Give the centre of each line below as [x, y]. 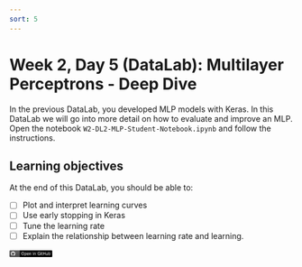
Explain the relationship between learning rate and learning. [133, 235]
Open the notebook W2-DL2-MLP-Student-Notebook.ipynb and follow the [141, 128]
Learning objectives [67, 166]
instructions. [32, 138]
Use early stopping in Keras [74, 216]
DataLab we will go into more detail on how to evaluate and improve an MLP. [151, 118]
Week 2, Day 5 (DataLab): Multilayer [146, 64]
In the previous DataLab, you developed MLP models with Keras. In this [142, 109]
